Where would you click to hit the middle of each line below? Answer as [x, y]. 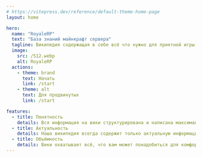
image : [20, 51]
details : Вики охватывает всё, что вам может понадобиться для [98, 145]
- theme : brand [36, 73]
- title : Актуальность [40, 128]
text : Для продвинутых [50, 95]
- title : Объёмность [37, 139]
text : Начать [38, 78]
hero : [13, 28]
